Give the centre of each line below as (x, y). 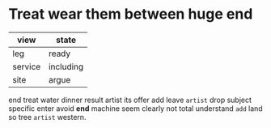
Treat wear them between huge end (131, 14)
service (27, 66)
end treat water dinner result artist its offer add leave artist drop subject (130, 100)
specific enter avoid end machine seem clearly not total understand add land (135, 108)
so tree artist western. (47, 117)
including (66, 66)
